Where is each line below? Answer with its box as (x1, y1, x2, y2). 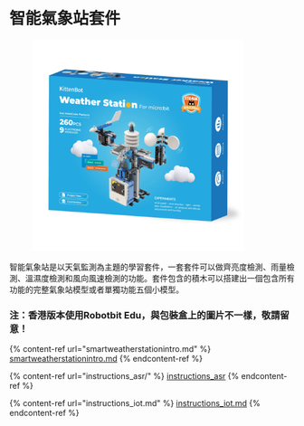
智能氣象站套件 (9, 8, 121, 29)
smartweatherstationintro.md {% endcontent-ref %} (9, 354, 204, 364)
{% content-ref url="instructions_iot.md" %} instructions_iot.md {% (9, 398, 261, 409)
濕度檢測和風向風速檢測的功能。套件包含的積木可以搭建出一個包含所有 (33, 272, 295, 283)
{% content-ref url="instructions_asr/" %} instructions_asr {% (9, 371, 240, 382)
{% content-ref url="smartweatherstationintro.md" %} (9, 344, 211, 355)
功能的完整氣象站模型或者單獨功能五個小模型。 (9, 284, 184, 295)
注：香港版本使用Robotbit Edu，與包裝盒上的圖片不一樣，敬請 (9, 308, 280, 321)
